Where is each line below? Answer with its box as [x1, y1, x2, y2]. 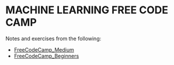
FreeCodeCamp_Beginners [13, 52, 79, 59]
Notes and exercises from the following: [5, 35, 102, 42]
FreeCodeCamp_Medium [13, 46, 74, 53]
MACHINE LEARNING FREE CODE [5, 3, 169, 17]
